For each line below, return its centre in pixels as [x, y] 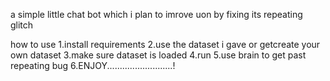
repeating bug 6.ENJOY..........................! [93, 65]
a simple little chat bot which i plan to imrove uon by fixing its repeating [156, 14]
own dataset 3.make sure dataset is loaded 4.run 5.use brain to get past [158, 55]
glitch [22, 25]
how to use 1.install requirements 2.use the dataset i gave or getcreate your [165, 44]
